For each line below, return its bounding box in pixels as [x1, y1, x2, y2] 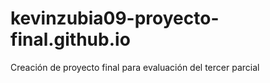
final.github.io [10, 28, 131, 51]
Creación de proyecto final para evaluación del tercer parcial [10, 61, 260, 73]
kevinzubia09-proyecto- [10, 7, 220, 30]
